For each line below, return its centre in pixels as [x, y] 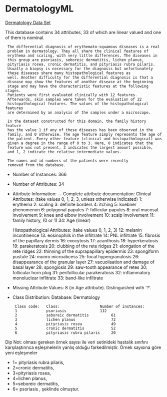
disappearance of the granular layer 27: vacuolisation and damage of [83, 262]
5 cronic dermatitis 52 [65, 328]
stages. [13, 91]
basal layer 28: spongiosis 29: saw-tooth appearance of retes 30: [80, 267]
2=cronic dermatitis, [33, 367]
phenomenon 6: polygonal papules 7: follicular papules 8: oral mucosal [85, 210]
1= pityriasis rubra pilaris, [38, 362]
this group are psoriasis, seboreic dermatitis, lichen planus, [75, 60]
